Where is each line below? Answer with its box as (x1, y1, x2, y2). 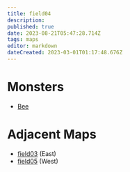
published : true (7, 23, 54, 30)
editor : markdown (7, 42, 58, 49)
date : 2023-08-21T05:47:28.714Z (7, 29, 101, 37)
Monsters (7, 79, 65, 95)
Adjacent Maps (7, 127, 97, 142)
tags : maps (7, 36, 39, 43)
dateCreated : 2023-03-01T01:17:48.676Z (7, 49, 123, 56)
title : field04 (7, 10, 51, 17)
